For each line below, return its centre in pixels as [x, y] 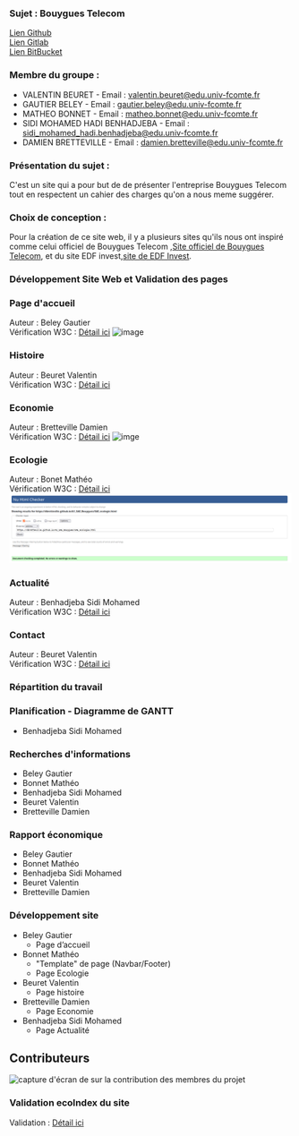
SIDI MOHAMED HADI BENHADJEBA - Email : [106, 123]
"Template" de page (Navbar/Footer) [103, 963]
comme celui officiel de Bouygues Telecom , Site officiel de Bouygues [137, 247]
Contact [27, 636]
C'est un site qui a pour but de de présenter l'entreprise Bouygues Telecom [148, 184]
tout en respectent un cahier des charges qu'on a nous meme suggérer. [142, 194]
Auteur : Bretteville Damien [59, 427]
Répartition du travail [56, 688]
